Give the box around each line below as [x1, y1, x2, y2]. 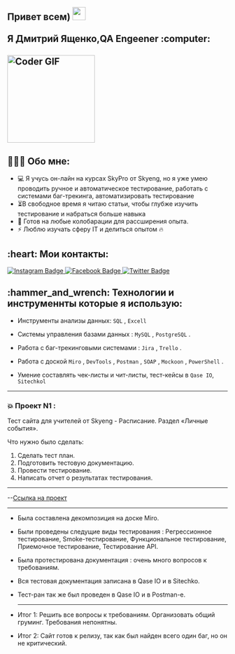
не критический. [17, 639, 68, 648]
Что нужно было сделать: [7, 438, 84, 446]
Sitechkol [17, 378, 47, 385]
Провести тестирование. [17, 466, 92, 475]
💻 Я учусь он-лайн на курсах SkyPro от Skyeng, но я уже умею [17, 174, 208, 183]
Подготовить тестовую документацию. [17, 459, 134, 467]
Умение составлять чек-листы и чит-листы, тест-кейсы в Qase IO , [17, 370, 215, 379]
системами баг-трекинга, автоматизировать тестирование [17, 192, 194, 200]
